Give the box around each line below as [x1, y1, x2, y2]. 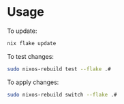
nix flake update [7, 40, 57, 47]
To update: [7, 27, 37, 35]
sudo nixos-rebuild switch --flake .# [7, 91, 117, 98]
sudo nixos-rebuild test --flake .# [7, 66, 111, 73]
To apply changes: [7, 78, 59, 86]
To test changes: [7, 52, 55, 60]
